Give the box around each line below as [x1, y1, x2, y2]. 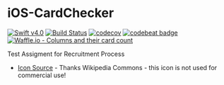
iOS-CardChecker [7, 5, 114, 21]
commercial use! [17, 71, 66, 79]
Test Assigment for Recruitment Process [7, 50, 125, 58]
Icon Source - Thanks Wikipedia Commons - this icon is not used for [17, 63, 218, 72]
